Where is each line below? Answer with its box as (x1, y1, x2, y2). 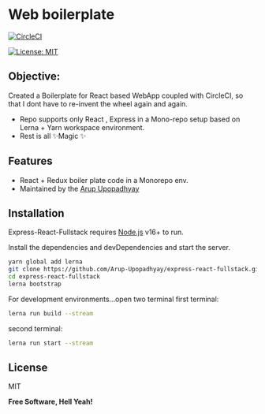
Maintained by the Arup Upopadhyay (19, 184, 140, 193)
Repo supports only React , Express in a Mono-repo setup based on (19, 114, 241, 124)
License (8, 361, 48, 375)
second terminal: (8, 323, 63, 333)
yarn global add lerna (8, 258, 83, 266)
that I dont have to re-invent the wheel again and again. (8, 99, 188, 108)
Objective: (8, 69, 61, 84)
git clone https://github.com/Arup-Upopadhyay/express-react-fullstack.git (8, 266, 263, 274)
